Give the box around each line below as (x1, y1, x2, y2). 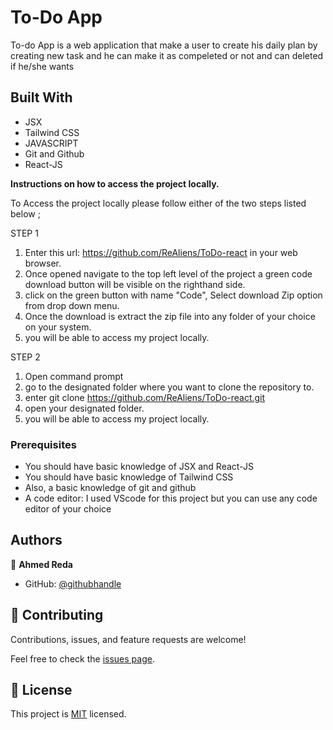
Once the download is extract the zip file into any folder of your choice (24, 310, 316, 322)
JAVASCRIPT (24, 137, 79, 149)
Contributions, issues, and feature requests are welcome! (10, 633, 247, 645)
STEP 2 (10, 351, 41, 363)
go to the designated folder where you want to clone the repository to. (24, 381, 315, 393)
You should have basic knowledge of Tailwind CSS (24, 471, 234, 483)
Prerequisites (10, 437, 77, 451)
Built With (10, 89, 73, 106)
